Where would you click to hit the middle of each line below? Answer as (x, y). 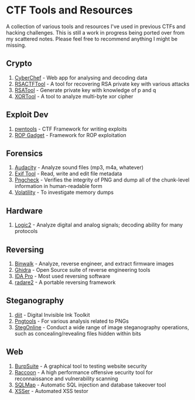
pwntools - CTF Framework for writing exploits (71, 129)
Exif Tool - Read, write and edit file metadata (68, 174)
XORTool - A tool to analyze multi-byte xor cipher (74, 96)
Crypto (19, 64)
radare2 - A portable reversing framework (65, 282)
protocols (26, 231)
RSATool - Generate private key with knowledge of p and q (85, 90)
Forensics (24, 153)
